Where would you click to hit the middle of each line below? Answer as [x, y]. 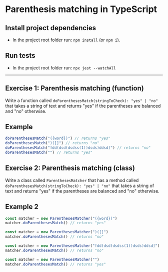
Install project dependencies [51, 28]
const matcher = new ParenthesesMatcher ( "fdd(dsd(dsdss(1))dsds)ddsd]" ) [82, 246]
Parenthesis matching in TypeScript [81, 9]
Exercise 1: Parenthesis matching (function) [74, 88]
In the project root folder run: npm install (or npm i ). [66, 40]
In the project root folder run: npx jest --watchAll [64, 68]
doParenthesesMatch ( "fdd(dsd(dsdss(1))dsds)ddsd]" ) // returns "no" [78, 148]
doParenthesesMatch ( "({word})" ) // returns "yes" [58, 139]
